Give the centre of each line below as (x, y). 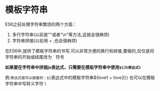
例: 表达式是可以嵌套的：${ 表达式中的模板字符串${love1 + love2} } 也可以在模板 (80, 77)
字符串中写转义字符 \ (26, 83)
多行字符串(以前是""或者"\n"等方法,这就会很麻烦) (61, 34)
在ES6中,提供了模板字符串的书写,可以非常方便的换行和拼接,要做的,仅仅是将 (80, 51)
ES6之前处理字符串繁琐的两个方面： (41, 24)
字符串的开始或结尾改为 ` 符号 (35, 57)
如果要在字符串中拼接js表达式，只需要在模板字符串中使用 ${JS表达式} (73, 67)
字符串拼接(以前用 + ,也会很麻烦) (45, 40)
